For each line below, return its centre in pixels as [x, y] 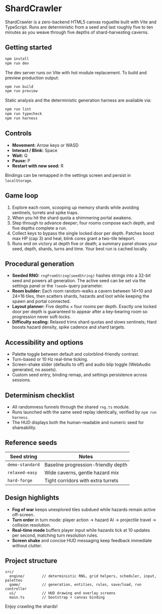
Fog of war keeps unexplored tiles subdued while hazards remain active [84, 509]
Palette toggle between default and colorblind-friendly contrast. [75, 354]
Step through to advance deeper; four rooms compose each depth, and [83, 223]
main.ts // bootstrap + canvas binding [57, 597]
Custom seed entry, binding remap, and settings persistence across [80, 375]
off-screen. [23, 514]
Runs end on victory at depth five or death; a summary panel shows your [85, 243]
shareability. [24, 427]
